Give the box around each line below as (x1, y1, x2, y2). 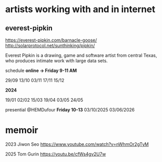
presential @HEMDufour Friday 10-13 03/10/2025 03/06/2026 (5, 107, 135, 112)
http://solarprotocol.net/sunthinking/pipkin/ (5, 43, 95, 49)
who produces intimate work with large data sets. (5, 58, 108, 64)
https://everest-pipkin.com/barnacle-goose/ (5, 37, 97, 43)
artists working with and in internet (5, 4, 155, 15)
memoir (5, 125, 38, 136)
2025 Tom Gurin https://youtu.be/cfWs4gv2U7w (5, 151, 106, 157)
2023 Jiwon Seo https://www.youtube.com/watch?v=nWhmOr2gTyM (5, 141, 149, 147)
